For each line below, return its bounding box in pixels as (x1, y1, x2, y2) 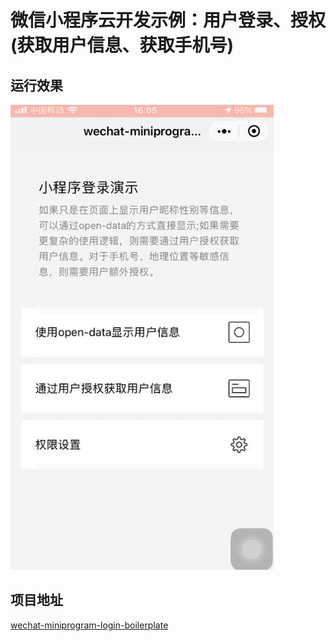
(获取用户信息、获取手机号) (10, 34, 235, 57)
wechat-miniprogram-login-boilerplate (10, 619, 169, 631)
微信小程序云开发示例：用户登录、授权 (10, 9, 327, 32)
